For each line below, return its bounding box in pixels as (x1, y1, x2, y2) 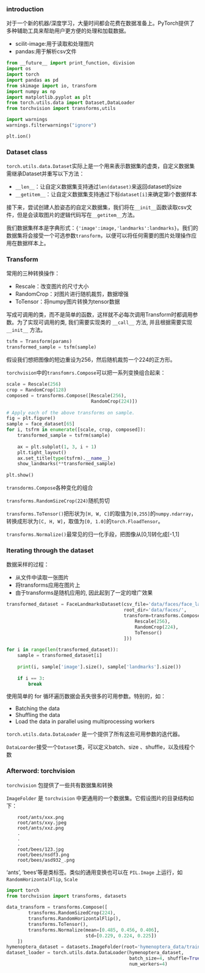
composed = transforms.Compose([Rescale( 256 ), (6, 392, 127, 398)
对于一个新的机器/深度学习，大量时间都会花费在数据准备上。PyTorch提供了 (6, 20, 195, 27)
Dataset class (6, 147, 48, 156)
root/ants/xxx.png (17, 814, 64, 820)
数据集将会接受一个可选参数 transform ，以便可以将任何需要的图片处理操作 (6, 232, 192, 240)
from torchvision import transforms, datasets (6, 893, 127, 899)
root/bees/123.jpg (17, 846, 64, 853)
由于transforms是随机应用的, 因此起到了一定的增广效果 (15, 589, 153, 597)
